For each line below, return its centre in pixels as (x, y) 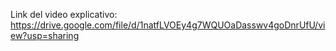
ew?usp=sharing (45, 35)
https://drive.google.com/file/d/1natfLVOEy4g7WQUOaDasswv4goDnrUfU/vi (168, 25)
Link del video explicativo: (64, 14)
